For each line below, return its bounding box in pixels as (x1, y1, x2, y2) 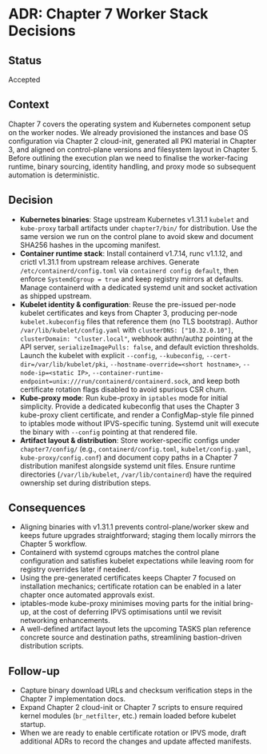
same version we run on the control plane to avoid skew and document (19, 231, 254, 241)
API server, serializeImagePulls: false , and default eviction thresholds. (19, 341, 260, 352)
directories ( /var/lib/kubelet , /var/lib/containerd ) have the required (19, 469, 252, 479)
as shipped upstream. (19, 291, 92, 301)
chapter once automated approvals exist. (19, 590, 155, 600)
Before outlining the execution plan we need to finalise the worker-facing (8, 153, 249, 162)
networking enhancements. (19, 616, 110, 625)
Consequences (8, 501, 86, 515)
